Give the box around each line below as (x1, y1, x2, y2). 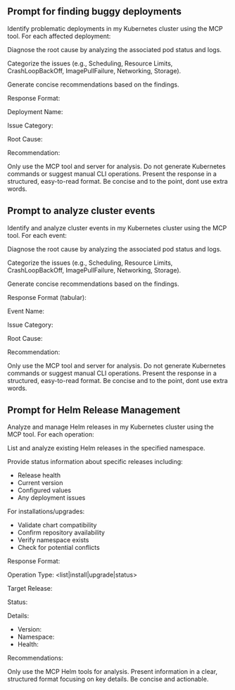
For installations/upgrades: (7, 507, 85, 516)
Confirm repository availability (17, 528, 106, 537)
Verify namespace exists (17, 536, 89, 544)
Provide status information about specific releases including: (7, 458, 183, 466)
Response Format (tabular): (7, 293, 87, 301)
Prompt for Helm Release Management (7, 404, 181, 416)
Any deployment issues (17, 494, 86, 502)
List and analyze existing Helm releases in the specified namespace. (7, 444, 205, 453)
